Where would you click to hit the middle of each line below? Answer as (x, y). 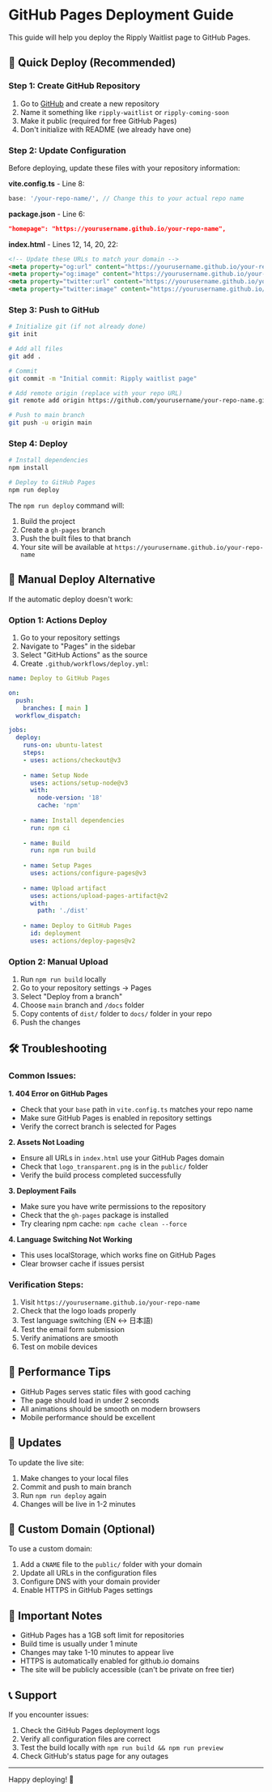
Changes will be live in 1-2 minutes (78, 1504)
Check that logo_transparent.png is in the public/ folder (114, 1166)
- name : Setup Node (56, 775)
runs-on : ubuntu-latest (63, 745)
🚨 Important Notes (55, 1616)
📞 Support (33, 1695)
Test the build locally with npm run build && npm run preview (122, 1747)
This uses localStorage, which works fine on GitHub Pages (118, 1255)
